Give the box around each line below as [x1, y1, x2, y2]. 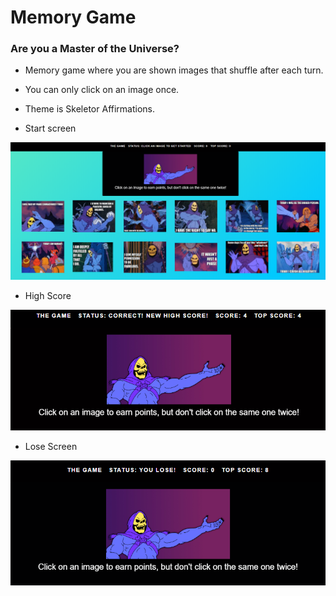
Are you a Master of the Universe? [10, 42, 180, 56]
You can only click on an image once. [24, 84, 180, 96]
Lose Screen [24, 441, 78, 453]
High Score [24, 289, 72, 301]
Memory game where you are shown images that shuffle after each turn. [24, 64, 324, 76]
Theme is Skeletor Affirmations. [24, 103, 156, 115]
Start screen [24, 122, 77, 135]
